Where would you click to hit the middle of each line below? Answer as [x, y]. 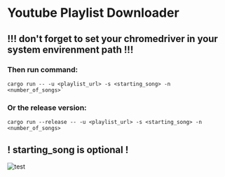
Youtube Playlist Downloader [94, 13]
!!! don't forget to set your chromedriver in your [113, 39]
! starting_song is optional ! [68, 149]
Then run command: [43, 69]
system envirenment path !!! [70, 49]
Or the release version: [47, 108]
